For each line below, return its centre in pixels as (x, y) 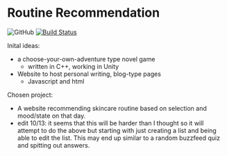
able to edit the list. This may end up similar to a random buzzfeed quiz (119, 138)
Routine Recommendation (84, 13)
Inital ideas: (24, 45)
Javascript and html (56, 81)
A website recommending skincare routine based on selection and (112, 108)
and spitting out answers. (53, 145)
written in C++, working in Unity (73, 66)
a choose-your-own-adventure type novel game (86, 59)
